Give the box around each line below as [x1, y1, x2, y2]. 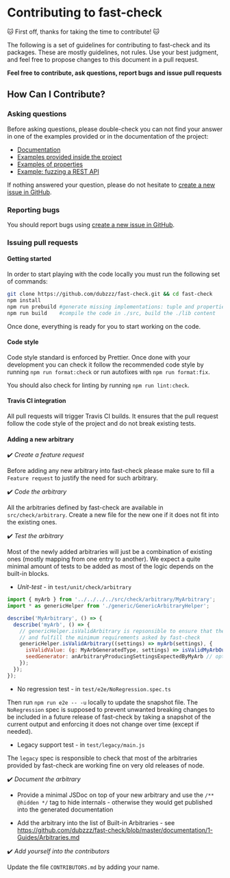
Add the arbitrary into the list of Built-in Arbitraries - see [16, 818, 175, 827]
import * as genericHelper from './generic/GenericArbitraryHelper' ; [7, 603, 210, 610]
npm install [7, 297, 41, 303]
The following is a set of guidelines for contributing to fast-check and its [7, 41, 211, 49]
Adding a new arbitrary [7, 435, 74, 443]
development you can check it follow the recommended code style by [7, 360, 204, 369]
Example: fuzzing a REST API [16, 167, 99, 176]
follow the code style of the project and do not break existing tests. [7, 419, 196, 427]
